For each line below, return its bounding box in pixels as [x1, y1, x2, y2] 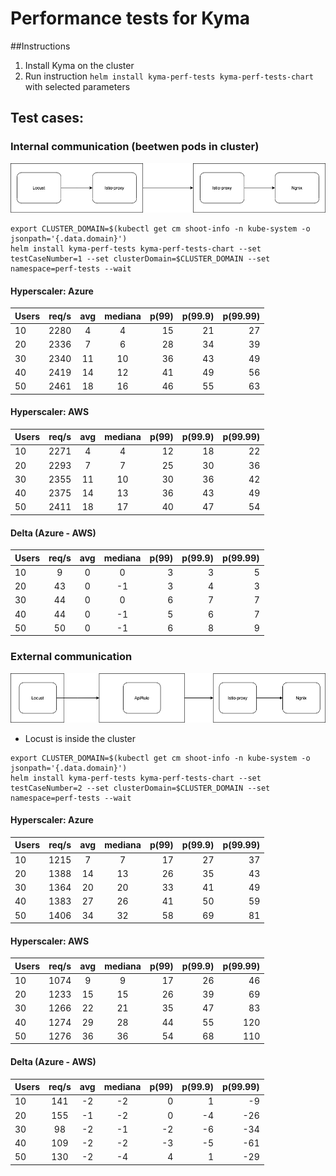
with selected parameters [24, 80, 131, 92]
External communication [10, 650, 133, 664]
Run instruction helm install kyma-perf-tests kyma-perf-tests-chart [24, 70, 314, 82]
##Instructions [10, 40, 71, 52]
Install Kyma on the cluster [24, 59, 135, 71]
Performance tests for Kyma [10, 7, 251, 30]
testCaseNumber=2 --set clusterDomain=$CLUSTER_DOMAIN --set [10, 783, 271, 793]
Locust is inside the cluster [24, 732, 137, 744]
